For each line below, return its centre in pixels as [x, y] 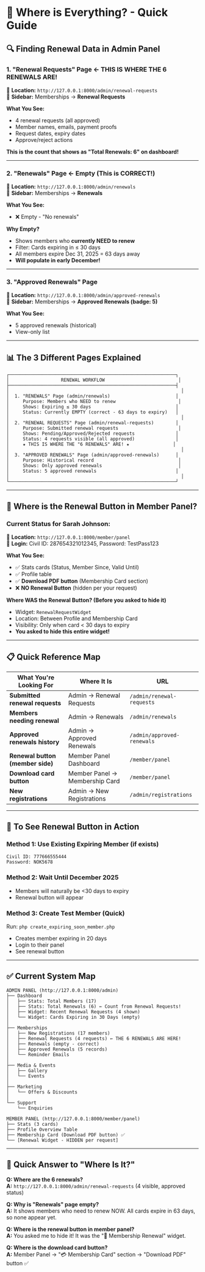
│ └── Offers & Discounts [42, 1092]
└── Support [21, 1103]
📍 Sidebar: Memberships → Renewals [54, 193]
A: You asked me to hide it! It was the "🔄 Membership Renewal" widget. [96, 1235]
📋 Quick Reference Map [53, 657]
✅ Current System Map [51, 976]
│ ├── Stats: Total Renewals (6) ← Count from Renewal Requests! [94, 1006]
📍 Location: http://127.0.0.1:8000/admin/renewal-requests [82, 90]
